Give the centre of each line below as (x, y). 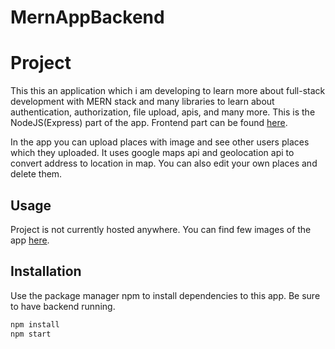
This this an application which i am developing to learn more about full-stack (168, 91)
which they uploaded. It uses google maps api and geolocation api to (152, 153)
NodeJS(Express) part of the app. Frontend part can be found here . (149, 123)
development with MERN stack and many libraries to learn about (142, 102)
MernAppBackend (87, 17)
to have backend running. (63, 306)
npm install (35, 324)
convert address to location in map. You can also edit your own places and (164, 163)
